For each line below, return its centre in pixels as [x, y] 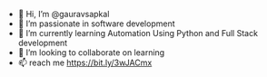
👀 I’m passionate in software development [96, 24]
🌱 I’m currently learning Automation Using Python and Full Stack [138, 33]
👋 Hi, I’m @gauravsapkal [64, 14]
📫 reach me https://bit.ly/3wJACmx [85, 63]
